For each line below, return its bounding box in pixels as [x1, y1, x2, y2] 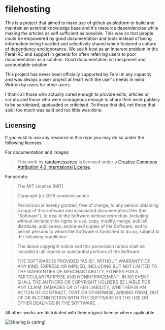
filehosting [5, 3, 51, 15]
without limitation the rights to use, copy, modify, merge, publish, [17, 218, 149, 224]
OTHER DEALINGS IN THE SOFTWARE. [17, 300, 97, 306]
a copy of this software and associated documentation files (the [17, 207, 147, 213]
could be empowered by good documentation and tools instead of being [5, 36, 152, 41]
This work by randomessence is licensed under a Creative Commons [17, 159, 158, 165]
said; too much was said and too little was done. [5, 107, 103, 113]
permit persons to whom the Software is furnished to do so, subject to [17, 228, 160, 234]
